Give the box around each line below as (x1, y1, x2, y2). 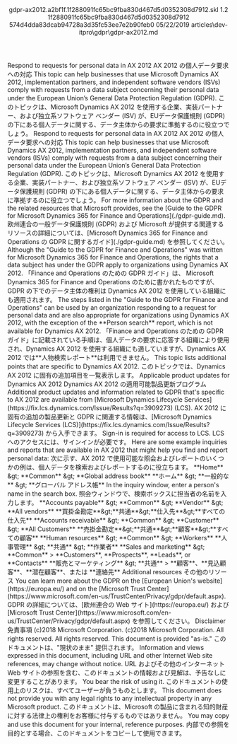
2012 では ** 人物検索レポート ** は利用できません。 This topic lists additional (7, 354, 227, 361)
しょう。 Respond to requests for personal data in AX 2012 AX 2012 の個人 (7, 129, 224, 137)
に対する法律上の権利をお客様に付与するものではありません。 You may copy (7, 711, 229, 719)
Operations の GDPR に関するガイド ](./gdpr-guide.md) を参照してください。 (7, 238, 229, 245)
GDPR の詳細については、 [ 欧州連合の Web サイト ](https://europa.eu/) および (7, 600, 229, 609)
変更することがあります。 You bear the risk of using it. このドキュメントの (7, 678, 222, 685)
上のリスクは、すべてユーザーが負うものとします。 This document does (13, 686, 222, 694)
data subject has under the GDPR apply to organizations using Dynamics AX (7, 260, 229, 269)
